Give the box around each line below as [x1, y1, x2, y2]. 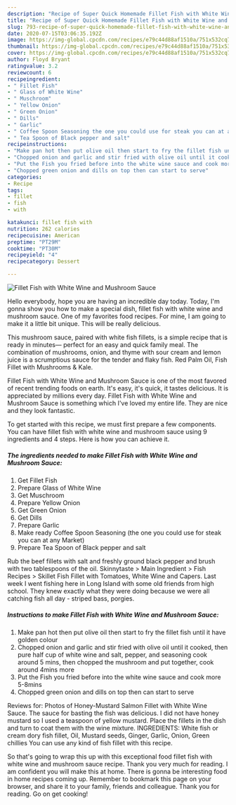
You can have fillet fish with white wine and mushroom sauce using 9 [7, 428, 207, 436]
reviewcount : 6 [7, 69, 52, 76]
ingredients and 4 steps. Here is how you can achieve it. [7, 435, 170, 443]
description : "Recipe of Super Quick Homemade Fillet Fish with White [7, 10, 218, 18]
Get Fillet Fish [17, 476, 58, 485]
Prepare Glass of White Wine [17, 483, 102, 492]
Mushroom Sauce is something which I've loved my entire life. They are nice [7, 399, 228, 407]
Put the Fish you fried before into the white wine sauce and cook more [17, 672, 221, 681]
